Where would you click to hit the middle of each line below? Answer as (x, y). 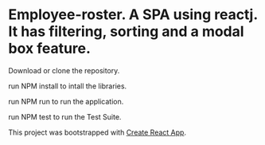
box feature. (50, 49)
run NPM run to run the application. (66, 101)
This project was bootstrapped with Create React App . (97, 132)
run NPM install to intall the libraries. (68, 86)
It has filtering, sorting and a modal (126, 31)
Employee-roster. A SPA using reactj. (133, 15)
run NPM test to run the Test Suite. (65, 116)
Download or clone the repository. (64, 70)
